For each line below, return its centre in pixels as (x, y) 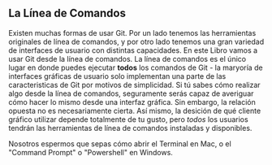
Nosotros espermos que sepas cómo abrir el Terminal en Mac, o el (120, 143)
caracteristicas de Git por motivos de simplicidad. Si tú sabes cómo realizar (135, 85)
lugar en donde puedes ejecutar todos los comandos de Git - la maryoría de (136, 67)
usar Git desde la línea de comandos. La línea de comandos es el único (127, 59)
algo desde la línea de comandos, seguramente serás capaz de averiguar (131, 93)
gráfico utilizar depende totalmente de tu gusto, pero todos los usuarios (129, 119)
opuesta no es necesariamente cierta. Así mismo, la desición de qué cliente (135, 111)
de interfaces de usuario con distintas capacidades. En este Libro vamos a (133, 50)
